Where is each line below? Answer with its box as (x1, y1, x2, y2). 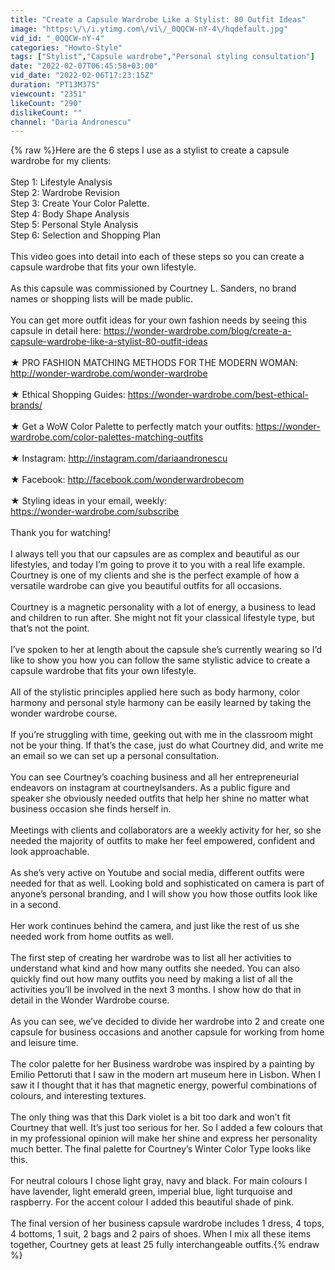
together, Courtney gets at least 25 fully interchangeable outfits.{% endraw (10, 1239, 320, 1251)
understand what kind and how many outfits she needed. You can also (10, 962, 300, 975)
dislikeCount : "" (10, 107, 83, 118)
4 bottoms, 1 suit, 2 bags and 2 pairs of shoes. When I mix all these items (10, 1228, 312, 1240)
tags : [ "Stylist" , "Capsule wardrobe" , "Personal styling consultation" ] (10, 52, 315, 62)
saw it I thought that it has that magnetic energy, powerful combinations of (10, 1079, 318, 1091)
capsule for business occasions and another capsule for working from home (10, 1026, 325, 1038)
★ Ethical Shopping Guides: (10, 389, 126, 401)
